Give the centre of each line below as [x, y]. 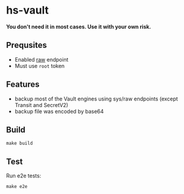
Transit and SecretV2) [41, 105]
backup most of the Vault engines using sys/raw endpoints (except [96, 99]
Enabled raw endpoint [41, 59]
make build [20, 143]
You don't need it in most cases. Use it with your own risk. [79, 27]
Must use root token [40, 66]
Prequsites [27, 45]
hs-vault [28, 10]
